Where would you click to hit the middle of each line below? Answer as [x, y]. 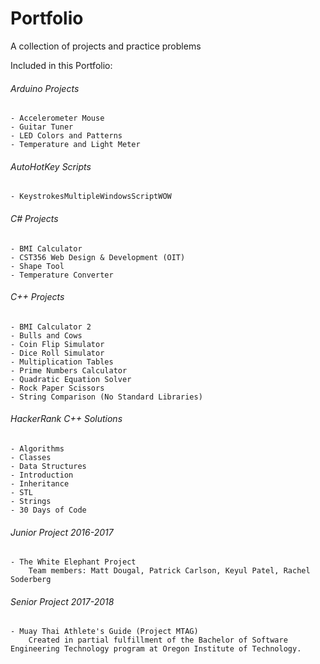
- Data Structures [48, 466]
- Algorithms [37, 448]
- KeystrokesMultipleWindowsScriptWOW [91, 197]
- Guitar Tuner [42, 127]
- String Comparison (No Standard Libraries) [106, 397]
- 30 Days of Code [48, 510]
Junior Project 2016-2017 [62, 532]
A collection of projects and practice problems [106, 46]
